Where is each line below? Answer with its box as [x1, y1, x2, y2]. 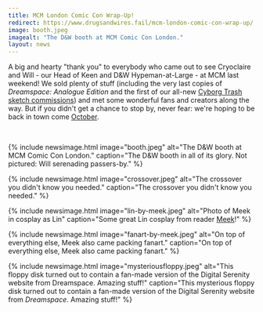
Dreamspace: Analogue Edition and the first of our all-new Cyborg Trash [8, 87, 243, 96]
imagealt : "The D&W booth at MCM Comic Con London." [8, 33, 184, 42]
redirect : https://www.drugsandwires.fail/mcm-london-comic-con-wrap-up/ [8, 19, 254, 27]
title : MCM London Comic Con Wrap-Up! [8, 11, 135, 20]
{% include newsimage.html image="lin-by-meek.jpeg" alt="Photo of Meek [8, 206, 250, 216]
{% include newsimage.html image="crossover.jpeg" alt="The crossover [8, 174, 243, 184]
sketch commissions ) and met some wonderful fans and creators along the [8, 96, 250, 105]
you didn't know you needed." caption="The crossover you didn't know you [8, 183, 252, 192]
